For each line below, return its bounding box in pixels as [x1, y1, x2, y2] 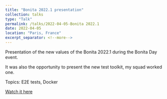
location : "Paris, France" [5, 30, 61, 35]
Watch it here [5, 88, 33, 94]
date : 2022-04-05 [5, 26, 41, 31]
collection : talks [5, 12, 43, 17]
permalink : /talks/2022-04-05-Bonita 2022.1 [5, 21, 99, 26]
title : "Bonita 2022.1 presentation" [5, 7, 84, 12]
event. [5, 54, 18, 60]
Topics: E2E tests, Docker [5, 78, 58, 85]
